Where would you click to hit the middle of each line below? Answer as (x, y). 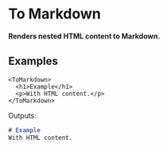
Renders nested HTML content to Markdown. (84, 36)
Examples (33, 61)
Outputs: (23, 115)
